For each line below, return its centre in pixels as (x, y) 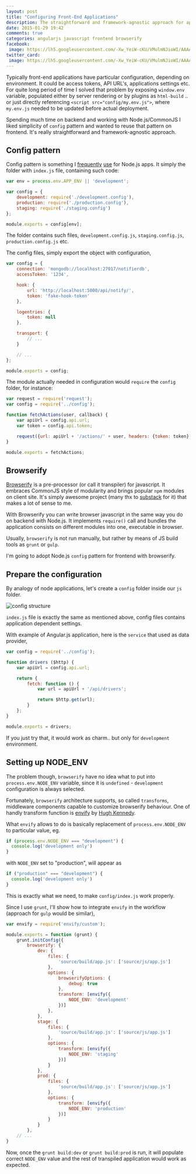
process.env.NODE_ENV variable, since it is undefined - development (85, 783)
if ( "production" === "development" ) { (55, 874)
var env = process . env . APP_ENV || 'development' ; (68, 181)
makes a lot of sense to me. (39, 503)
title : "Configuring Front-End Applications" (62, 17)
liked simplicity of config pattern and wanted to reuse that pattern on (89, 126)
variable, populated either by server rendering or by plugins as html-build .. (97, 96)
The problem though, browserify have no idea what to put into (81, 776)
